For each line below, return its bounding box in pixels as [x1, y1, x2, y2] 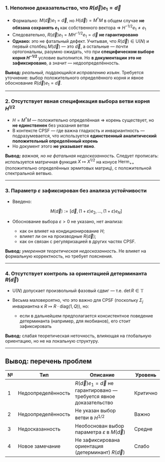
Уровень [135, 372, 157, 378]
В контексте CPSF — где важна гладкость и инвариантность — [12, 127, 145, 133]
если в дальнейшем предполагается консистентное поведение [19, 313, 153, 319]
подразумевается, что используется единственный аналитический [12, 133, 157, 139]
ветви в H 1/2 [75, 413, 105, 421]
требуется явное [75, 393, 115, 400]
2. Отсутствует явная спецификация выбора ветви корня [5, 98, 150, 105]
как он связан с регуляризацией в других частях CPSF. [19, 238, 136, 245]
